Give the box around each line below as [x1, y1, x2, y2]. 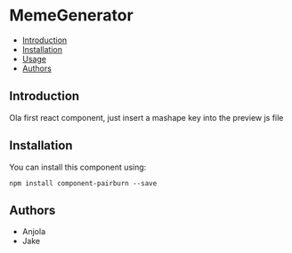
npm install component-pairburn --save [9, 178, 158, 187]
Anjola [21, 226, 46, 237]
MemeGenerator [9, 5, 134, 26]
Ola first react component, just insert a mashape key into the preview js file [9, 112, 284, 123]
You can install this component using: [9, 162, 147, 172]
